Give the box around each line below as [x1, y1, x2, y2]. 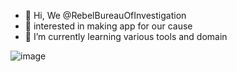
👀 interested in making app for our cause [24, 20, 193, 32]
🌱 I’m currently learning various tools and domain [24, 31, 228, 42]
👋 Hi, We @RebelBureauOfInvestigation [24, 10, 187, 21]
